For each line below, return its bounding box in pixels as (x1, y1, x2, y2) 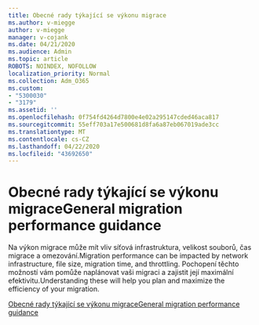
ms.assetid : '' (8, 107, 58, 114)
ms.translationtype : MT (8, 128, 86, 135)
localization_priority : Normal (8, 70, 111, 78)
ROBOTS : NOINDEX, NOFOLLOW (8, 63, 97, 70)
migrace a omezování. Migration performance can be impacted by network (8, 251, 249, 261)
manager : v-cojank (8, 33, 68, 42)
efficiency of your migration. (8, 284, 100, 294)
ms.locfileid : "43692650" (8, 150, 93, 157)
